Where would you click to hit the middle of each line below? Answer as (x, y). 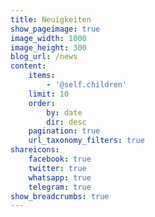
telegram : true (60, 187)
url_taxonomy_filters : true (86, 141)
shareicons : (35, 150)
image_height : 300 (48, 47)
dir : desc (66, 122)
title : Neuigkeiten (51, 19)
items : (42, 76)
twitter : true (57, 168)
